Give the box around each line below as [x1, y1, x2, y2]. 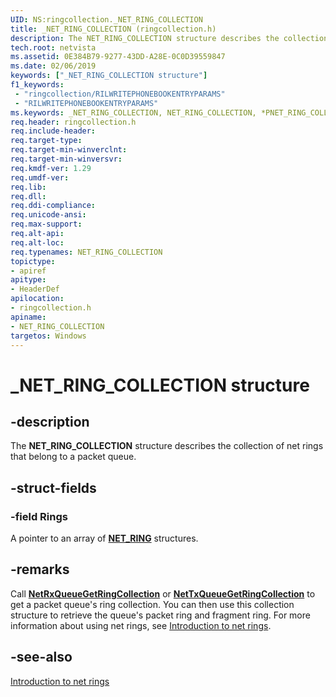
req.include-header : [10, 126, 97, 136]
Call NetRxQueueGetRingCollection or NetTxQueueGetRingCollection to [10, 587, 316, 600]
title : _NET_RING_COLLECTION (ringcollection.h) [10, 24, 217, 34]
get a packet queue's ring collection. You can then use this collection [10, 598, 295, 610]
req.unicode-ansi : [10, 210, 87, 220]
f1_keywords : [10, 80, 65, 90]
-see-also [10, 649, 73, 666]
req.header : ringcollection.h [10, 117, 137, 127]
